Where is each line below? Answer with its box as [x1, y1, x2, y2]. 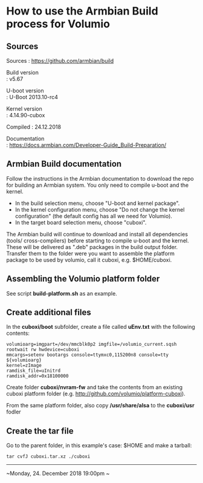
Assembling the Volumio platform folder [6, 274, 160, 284]
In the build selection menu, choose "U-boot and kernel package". [14, 199, 180, 207]
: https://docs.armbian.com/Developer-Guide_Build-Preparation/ [6, 141, 167, 149]
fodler [6, 408, 21, 415]
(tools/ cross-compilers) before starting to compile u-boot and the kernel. [6, 237, 189, 244]
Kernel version [6, 105, 42, 112]
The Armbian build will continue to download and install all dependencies [6, 230, 188, 238]
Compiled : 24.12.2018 [6, 123, 62, 131]
